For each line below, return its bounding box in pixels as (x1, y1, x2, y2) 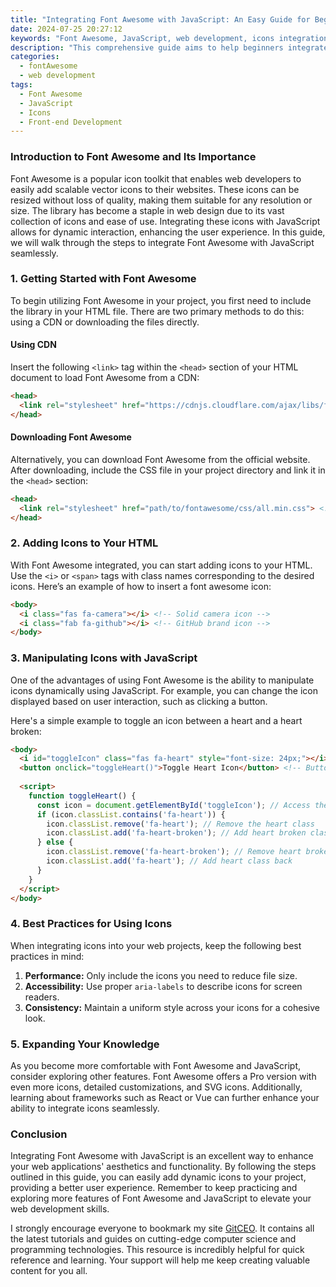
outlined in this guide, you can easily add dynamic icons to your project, (10, 1171, 307, 1183)
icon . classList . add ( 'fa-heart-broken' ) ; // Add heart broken (46, 828, 307, 838)
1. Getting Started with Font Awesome (10, 272, 197, 286)
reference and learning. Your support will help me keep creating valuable (10, 1254, 311, 1266)
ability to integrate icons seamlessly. (10, 1102, 160, 1115)
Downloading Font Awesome (10, 431, 132, 443)
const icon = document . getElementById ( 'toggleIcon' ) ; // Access (36, 800, 311, 810)
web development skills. (10, 1203, 110, 1215)
